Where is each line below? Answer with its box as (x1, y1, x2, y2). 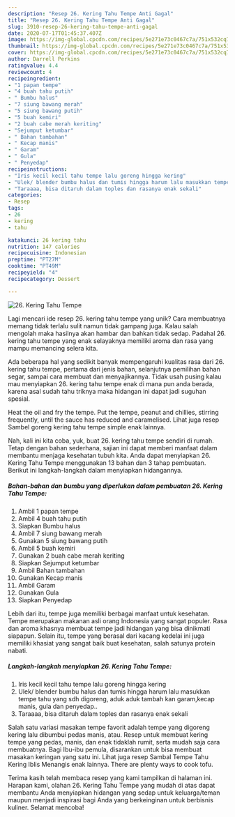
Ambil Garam (17, 581, 56, 589)
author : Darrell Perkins (8, 56, 80, 63)
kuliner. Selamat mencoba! (8, 803, 84, 811)
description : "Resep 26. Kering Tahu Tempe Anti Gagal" (8, 10, 174, 17)
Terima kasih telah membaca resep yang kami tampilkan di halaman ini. (8, 773, 213, 781)
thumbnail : (8, 43, 40, 49)
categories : (8, 192, 43, 199)
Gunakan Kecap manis (17, 573, 83, 582)
